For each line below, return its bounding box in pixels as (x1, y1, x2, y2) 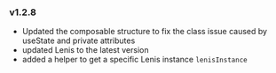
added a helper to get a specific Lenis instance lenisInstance (21, 55, 248, 65)
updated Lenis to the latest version (21, 45, 149, 55)
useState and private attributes (21, 35, 136, 46)
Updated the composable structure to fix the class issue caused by (21, 26, 268, 37)
